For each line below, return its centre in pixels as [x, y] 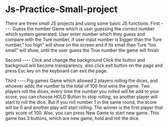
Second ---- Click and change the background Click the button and [75, 60]
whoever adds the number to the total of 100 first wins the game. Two [78, 86]
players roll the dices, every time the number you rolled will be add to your [82, 91]
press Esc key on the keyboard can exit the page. [57, 71]
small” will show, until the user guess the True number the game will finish [82, 50]
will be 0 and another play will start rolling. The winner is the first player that [84, 107]
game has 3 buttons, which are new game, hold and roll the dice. [73, 118]
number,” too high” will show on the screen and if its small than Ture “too [81, 45]
